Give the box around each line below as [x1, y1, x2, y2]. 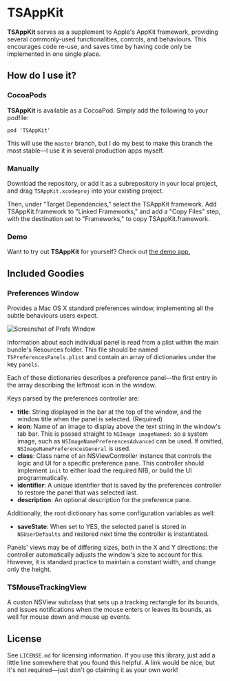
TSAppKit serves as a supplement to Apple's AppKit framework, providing [7, 28, 218, 36]
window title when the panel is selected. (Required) [17, 414, 163, 423]
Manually [7, 164, 39, 173]
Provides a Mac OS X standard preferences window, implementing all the [7, 304, 214, 312]
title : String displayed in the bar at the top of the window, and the [17, 407, 202, 416]
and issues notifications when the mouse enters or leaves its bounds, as [7, 606, 212, 614]
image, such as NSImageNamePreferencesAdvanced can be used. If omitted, [17, 437, 224, 445]
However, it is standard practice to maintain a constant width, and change [7, 557, 216, 566]
